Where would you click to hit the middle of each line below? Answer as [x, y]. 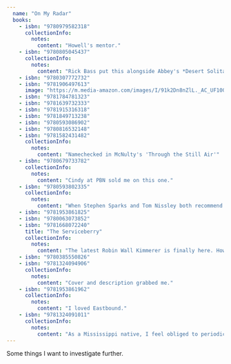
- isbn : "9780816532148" [54, 129]
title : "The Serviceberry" [63, 232]
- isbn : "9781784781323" [54, 97]
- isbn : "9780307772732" [54, 78]
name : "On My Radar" [42, 13]
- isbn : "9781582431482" [54, 135]
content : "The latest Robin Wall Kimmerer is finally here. [125, 251]
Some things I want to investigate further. [65, 354]
